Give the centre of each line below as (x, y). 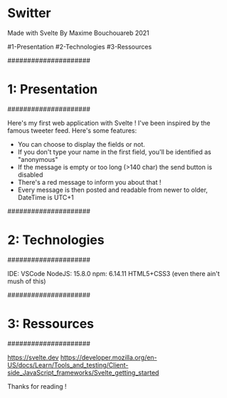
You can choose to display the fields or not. (81, 144)
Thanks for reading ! (37, 386)
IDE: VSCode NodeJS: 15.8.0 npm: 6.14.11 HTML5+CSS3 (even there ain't (114, 273)
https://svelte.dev (33, 357)
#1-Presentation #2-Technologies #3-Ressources (80, 46)
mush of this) (27, 281)
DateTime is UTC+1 (46, 197)
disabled (30, 174)
